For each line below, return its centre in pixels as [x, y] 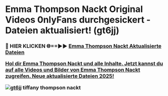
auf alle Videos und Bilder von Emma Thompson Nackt [73, 70]
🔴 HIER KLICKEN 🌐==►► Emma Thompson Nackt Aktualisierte [83, 46]
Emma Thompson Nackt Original [74, 9]
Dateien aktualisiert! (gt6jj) [62, 30]
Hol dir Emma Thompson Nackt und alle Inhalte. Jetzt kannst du [84, 63]
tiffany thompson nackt [52, 87]
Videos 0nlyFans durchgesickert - [78, 20]
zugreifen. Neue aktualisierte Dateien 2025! [60, 76]
